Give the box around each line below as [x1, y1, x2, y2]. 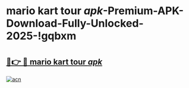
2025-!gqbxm [6, 30, 77, 43]
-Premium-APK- [103, 4, 184, 18]
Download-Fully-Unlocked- [6, 17, 144, 30]
